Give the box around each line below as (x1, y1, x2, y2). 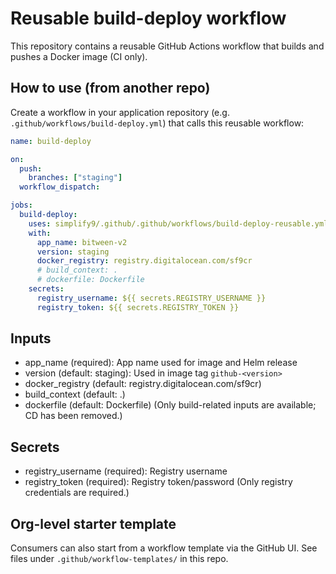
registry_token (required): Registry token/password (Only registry (24, 476, 293, 488)
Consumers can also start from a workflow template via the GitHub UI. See (10, 542, 318, 554)
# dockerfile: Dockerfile (36, 275, 145, 285)
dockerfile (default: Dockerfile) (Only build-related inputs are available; (24, 399, 317, 411)
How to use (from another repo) (10, 80, 211, 97)
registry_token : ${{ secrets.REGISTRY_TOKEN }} (36, 302, 240, 312)
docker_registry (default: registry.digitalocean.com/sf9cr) (24, 378, 262, 390)
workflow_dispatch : (19, 182, 101, 192)
